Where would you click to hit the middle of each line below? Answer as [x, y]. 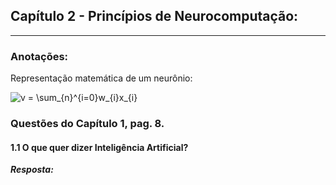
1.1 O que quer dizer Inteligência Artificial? [99, 147]
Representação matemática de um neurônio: [101, 78]
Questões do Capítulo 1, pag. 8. [87, 124]
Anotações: [39, 56]
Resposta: [32, 170]
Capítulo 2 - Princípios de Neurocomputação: [154, 16]
